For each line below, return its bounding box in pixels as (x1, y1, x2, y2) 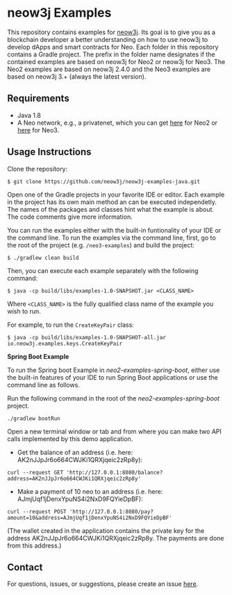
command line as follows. (7, 380, 80, 389)
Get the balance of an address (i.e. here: (17, 448, 133, 456)
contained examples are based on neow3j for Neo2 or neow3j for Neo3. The (7, 57, 226, 65)
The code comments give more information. (7, 212, 133, 221)
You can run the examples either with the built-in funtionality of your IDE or (7, 226, 222, 234)
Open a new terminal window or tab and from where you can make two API (7, 427, 222, 435)
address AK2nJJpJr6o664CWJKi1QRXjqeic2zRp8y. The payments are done (7, 534, 224, 542)
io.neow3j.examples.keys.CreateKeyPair (7, 340, 123, 347)
